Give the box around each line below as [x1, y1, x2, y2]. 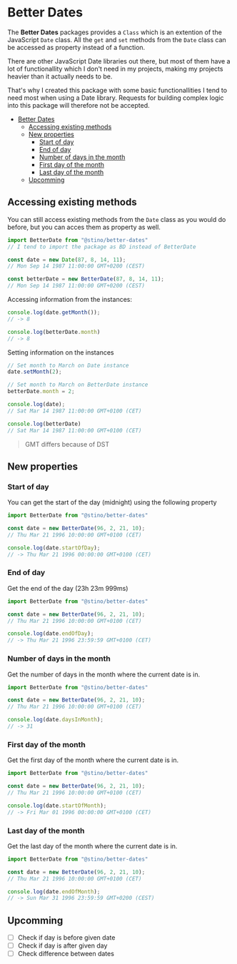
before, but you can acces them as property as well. [7, 223, 161, 231]
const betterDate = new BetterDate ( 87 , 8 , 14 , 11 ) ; [7, 275, 164, 283]
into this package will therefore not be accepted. [7, 101, 150, 109]
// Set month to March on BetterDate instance [7, 381, 148, 389]
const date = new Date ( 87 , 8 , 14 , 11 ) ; [7, 256, 126, 263]
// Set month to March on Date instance [7, 362, 130, 369]
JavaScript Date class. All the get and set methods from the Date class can [7, 35, 226, 44]
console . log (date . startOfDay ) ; [7, 544, 101, 552]
